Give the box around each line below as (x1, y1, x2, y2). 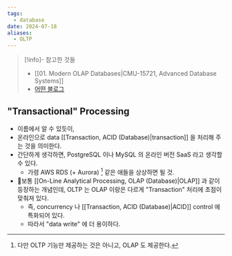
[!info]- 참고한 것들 (23, 56, 76, 64)
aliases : (7, 29, 32, 37)
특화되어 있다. (27, 211, 65, 219)
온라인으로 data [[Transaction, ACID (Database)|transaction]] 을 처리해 (17, 132, 214, 141)
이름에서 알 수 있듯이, (17, 124, 75, 132)
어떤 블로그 (34, 85, 64, 93)
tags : (7, 10, 23, 17)
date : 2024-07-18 (7, 23, 57, 30)
